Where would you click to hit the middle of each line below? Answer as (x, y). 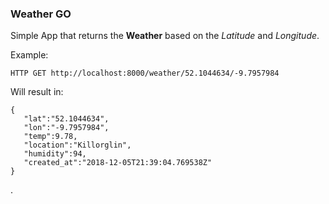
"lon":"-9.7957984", (66, 128)
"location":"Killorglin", (77, 145)
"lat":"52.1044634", (66, 119)
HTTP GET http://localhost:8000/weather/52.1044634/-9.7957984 (145, 73)
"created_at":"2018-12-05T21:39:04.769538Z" (118, 163)
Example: (29, 55)
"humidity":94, (55, 154)
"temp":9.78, (50, 137)
